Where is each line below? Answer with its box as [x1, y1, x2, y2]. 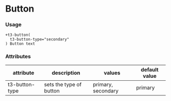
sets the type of [44, 81, 82, 88]
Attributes [5, 53, 31, 60]
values [103, 69, 121, 76]
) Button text [5, 41, 36, 46]
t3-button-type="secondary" [10, 37, 70, 42]
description [51, 69, 80, 76]
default [140, 66, 159, 73]
